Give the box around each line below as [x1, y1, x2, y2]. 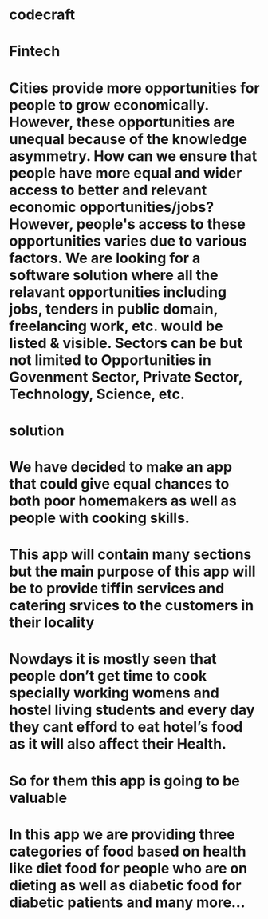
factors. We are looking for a [9, 249, 201, 267]
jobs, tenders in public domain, [9, 300, 219, 318]
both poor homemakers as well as [9, 492, 238, 509]
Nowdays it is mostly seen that [9, 650, 217, 669]
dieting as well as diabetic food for [9, 876, 242, 894]
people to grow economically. [9, 96, 210, 114]
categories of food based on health [9, 842, 246, 861]
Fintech [9, 42, 61, 61]
